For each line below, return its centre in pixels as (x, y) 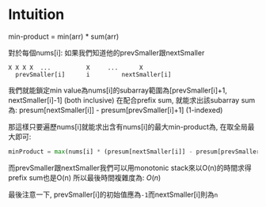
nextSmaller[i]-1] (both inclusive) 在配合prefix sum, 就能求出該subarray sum (132, 100)
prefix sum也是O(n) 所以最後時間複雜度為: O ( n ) (85, 177)
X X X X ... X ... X (76, 68)
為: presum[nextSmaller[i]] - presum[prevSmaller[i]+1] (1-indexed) (116, 110)
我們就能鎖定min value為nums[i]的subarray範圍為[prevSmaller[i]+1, (118, 90)
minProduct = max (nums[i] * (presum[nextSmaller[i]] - (101, 152)
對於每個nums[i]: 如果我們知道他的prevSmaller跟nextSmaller (106, 52)
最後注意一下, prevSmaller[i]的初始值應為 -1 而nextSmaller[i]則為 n (113, 194)
